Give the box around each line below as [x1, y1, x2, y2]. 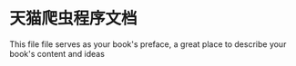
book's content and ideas [9, 48, 105, 59]
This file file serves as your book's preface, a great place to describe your [9, 38, 287, 50]
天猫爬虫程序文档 [9, 8, 138, 29]
